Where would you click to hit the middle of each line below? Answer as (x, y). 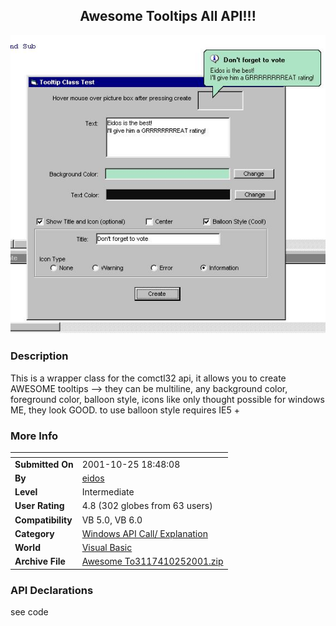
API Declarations (52, 590)
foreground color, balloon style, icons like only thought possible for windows (167, 399)
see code (29, 612)
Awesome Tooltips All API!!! (168, 16)
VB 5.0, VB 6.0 (112, 520)
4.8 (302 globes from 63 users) (147, 506)
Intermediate (108, 492)
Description (39, 356)
